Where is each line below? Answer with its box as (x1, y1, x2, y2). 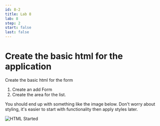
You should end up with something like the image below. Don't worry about (5, 101, 156, 107)
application (5, 61, 52, 72)
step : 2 (5, 20, 21, 26)
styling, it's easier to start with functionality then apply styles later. (5, 106, 138, 112)
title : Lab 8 (5, 12, 32, 17)
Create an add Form (12, 86, 53, 92)
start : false (5, 25, 32, 30)
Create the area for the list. (12, 91, 66, 97)
